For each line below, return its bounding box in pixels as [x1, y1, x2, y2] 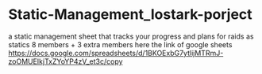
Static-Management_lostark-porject [8, 6, 252, 24]
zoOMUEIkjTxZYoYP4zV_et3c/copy [8, 57, 123, 66]
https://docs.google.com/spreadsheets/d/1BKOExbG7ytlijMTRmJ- [8, 48, 224, 57]
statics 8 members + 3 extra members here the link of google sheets [8, 39, 233, 49]
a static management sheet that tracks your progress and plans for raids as [8, 31, 254, 41]
